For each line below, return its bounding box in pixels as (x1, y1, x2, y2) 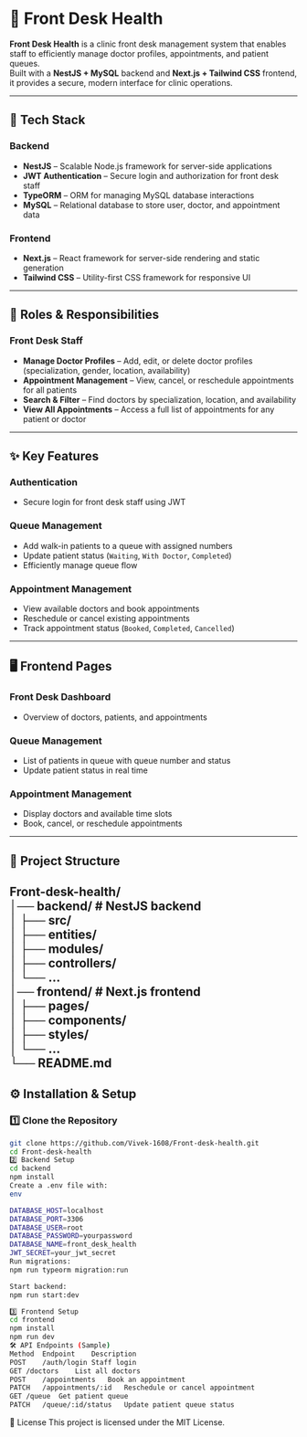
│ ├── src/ (9, 913, 72, 928)
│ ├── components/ (9, 1012, 127, 1028)
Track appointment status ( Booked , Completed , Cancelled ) (22, 622, 235, 633)
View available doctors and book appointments (22, 603, 200, 614)
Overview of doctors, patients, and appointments (22, 712, 207, 723)
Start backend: (9, 1282, 68, 1291)
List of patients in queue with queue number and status (22, 755, 231, 766)
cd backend (9, 1164, 51, 1173)
